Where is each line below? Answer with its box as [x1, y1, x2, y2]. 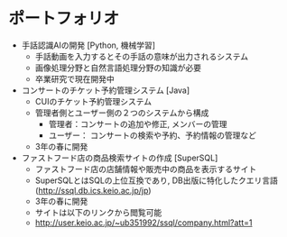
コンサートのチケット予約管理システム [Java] [21, 85, 190, 96]
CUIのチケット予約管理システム [34, 96, 153, 106]
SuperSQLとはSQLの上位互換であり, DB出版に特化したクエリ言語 [34, 175, 279, 186]
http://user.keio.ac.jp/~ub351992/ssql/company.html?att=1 [34, 217, 253, 228]
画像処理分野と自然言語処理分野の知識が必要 [34, 62, 202, 73]
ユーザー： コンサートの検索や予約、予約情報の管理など [48, 130, 257, 141]
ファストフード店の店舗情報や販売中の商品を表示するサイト [34, 163, 257, 174]
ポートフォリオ [8, 8, 120, 29]
